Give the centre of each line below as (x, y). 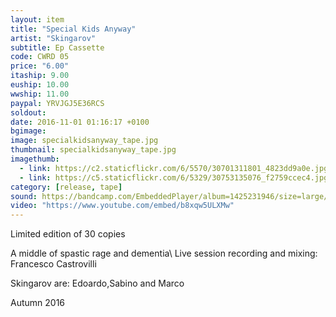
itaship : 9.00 (40, 76)
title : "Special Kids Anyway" (73, 29)
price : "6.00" (40, 66)
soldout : (28, 112)
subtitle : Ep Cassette (57, 47)
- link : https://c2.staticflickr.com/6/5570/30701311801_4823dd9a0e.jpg (174, 168)
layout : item (37, 19)
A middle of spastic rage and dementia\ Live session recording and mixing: (164, 253)
